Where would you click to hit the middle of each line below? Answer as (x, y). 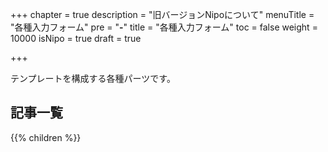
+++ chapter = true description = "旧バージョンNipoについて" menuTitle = (162, 14)
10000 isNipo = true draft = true (76, 38)
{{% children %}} (46, 137)
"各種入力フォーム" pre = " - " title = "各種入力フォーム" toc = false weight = (164, 27)
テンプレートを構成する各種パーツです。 (93, 78)
